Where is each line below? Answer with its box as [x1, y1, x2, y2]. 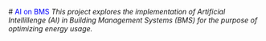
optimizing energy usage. [8, 24, 93, 33]
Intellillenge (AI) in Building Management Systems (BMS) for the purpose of [8, 15, 258, 25]
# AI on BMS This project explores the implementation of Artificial [8, 7, 226, 16]
